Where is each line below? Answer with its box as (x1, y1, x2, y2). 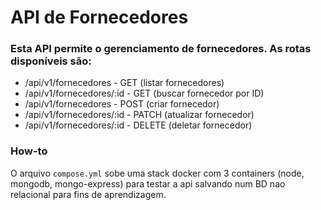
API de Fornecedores (10, 6, 189, 29)
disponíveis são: (10, 54, 92, 68)
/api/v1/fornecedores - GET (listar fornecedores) (24, 77, 225, 89)
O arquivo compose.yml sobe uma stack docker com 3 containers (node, (10, 167, 305, 179)
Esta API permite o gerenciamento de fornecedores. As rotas (10, 42, 312, 56)
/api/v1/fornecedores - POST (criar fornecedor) (24, 98, 220, 110)
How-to (10, 144, 48, 158)
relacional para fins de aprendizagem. (10, 188, 167, 200)
